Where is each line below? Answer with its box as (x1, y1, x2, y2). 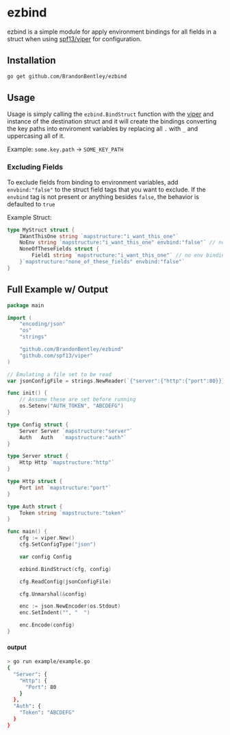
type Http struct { (7, 478, 63, 485)
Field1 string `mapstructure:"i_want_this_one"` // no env (31, 252, 204, 259)
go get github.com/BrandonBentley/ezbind (7, 73, 127, 80)
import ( (7, 314, 32, 321)
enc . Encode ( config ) (19, 622, 75, 629)
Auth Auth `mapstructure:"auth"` (19, 434, 127, 441)
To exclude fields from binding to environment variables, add (7, 178, 179, 186)
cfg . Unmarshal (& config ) (19, 590, 88, 598)
